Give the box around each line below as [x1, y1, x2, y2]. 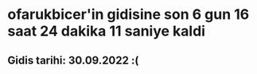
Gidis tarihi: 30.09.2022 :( [7, 54, 139, 67]
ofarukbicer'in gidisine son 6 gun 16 [7, 6, 250, 24]
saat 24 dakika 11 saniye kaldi [7, 22, 206, 40]
